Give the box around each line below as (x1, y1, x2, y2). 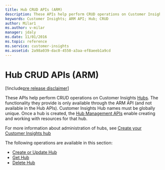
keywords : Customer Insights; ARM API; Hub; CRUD (5, 16, 109, 21)
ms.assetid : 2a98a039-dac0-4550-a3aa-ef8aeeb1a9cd (5, 48, 111, 53)
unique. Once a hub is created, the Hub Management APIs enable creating (5, 111, 156, 117)
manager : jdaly (5, 30, 36, 35)
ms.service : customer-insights (5, 44, 69, 49)
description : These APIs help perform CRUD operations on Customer (5, 12, 146, 17)
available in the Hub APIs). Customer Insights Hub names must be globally (5, 105, 156, 111)
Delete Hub (12, 160, 35, 166)
